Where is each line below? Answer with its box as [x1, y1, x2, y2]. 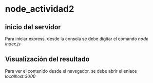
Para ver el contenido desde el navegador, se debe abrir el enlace [5, 68, 137, 74]
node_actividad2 [5, 3, 75, 15]
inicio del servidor [5, 23, 61, 31]
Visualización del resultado [5, 55, 90, 63]
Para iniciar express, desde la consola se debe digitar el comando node [5, 36, 149, 41]
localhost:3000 [5, 73, 36, 79]
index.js [5, 41, 21, 47]
